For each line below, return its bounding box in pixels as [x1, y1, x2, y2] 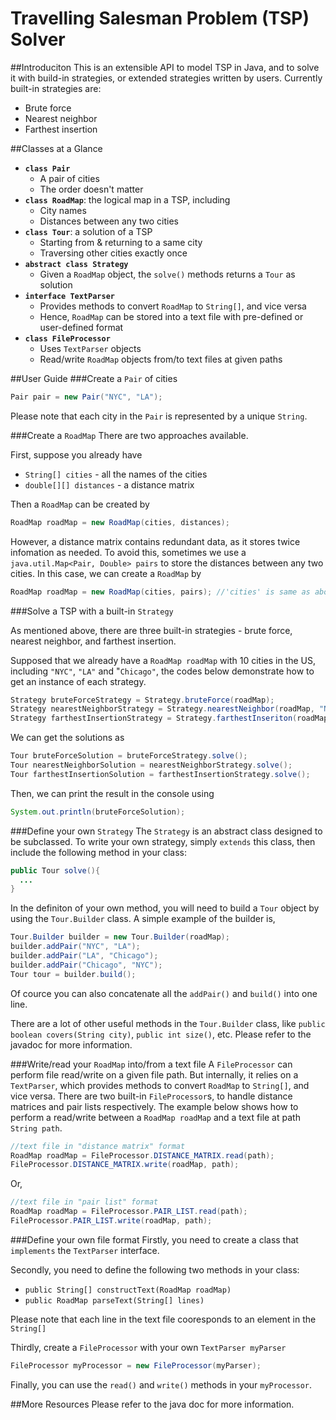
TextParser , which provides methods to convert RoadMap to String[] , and [10, 1079, 310, 1091]
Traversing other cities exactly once [39, 247, 188, 259]
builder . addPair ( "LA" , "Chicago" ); [10, 951, 159, 961]
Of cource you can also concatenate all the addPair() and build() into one [10, 987, 318, 999]
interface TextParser [24, 291, 115, 301]
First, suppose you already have [10, 448, 143, 461]
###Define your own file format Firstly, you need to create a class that [10, 1233, 299, 1246]
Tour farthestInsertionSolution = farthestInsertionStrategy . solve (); [10, 769, 311, 779]
